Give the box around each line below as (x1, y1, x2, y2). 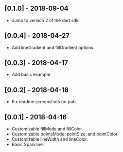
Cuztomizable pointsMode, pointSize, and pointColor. (11, 131, 119, 137)
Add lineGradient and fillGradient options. (11, 44, 95, 50)
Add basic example (11, 71, 51, 78)
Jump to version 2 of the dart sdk (11, 17, 79, 23)
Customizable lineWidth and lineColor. (11, 136, 88, 142)
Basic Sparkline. (11, 142, 44, 148)
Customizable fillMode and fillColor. (11, 126, 83, 132)
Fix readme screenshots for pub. (11, 99, 77, 105)
